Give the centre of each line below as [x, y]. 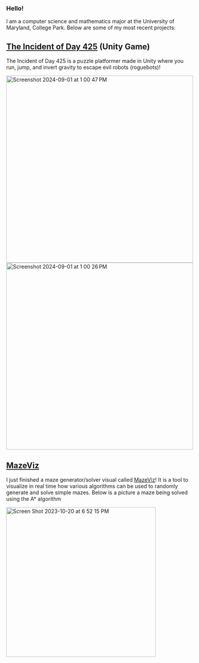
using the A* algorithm [34, 498]
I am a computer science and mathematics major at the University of [90, 22]
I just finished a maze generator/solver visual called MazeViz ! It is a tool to [97, 479]
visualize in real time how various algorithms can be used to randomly [92, 486]
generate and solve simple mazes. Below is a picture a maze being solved [97, 492]
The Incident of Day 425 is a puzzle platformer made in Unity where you [95, 61]
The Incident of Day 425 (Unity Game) [78, 46]
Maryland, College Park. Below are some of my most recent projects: [91, 28]
